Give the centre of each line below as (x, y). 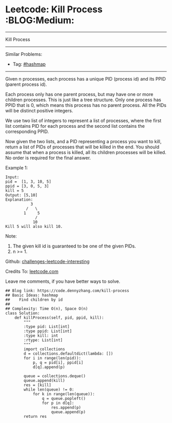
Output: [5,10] (21, 195)
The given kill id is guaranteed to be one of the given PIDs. (74, 246)
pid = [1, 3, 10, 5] (28, 181)
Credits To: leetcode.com (32, 271)
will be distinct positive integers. (39, 110)
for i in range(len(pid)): (52, 358)
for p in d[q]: (58, 403)
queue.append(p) (68, 412)
